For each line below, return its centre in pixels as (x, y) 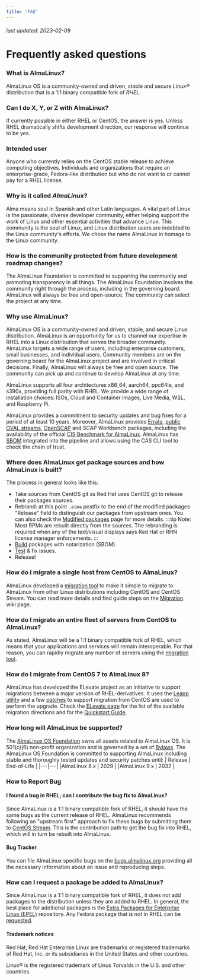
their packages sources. (44, 500)
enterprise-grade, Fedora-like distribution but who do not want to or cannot (98, 174)
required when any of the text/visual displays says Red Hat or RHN (96, 532)
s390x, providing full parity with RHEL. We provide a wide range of (87, 392)
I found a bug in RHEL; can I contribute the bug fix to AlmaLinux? (87, 796)
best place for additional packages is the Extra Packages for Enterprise (93, 908)
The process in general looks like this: (52, 483)
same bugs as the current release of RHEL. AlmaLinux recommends (89, 815)
